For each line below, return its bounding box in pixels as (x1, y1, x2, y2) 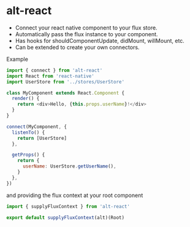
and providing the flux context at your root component (6, 191, 143, 199)
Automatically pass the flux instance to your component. (15, 30, 158, 37)
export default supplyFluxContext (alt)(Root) (6, 214, 124, 221)
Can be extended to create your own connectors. (15, 44, 140, 51)
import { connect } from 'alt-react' (6, 67, 103, 74)
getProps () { (12, 152, 45, 158)
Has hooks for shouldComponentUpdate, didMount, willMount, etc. (15, 37, 185, 44)
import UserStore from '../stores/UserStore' (6, 79, 124, 85)
